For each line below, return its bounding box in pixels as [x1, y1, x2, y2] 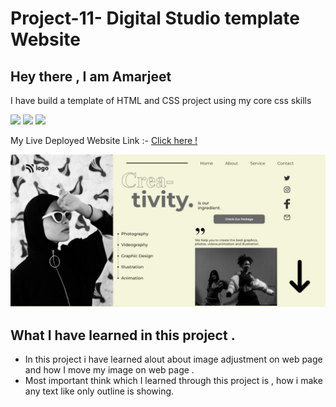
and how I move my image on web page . [24, 363, 195, 376]
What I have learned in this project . [10, 327, 236, 344]
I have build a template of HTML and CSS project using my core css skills [10, 95, 312, 106]
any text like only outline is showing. [24, 385, 175, 397]
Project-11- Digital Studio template [10, 7, 300, 30]
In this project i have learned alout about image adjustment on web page [24, 353, 323, 365]
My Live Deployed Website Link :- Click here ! [10, 135, 198, 146]
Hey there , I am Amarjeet [10, 68, 172, 85]
